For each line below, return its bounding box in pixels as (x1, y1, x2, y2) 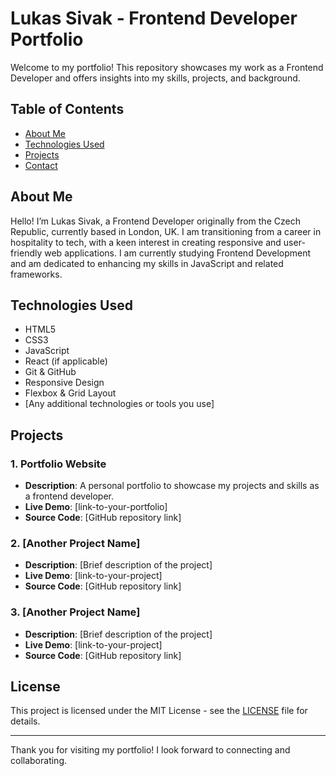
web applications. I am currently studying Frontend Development (44, 247, 312, 259)
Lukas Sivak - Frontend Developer (10, 7, 298, 30)
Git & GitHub (24, 366, 77, 378)
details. (10, 715, 41, 727)
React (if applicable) (24, 355, 108, 367)
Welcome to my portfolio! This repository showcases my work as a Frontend (10, 61, 324, 73)
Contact (24, 159, 58, 171)
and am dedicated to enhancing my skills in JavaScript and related (10, 257, 284, 269)
